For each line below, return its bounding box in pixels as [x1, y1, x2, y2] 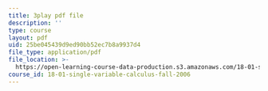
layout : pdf [8, 33, 48, 42]
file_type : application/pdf [8, 48, 102, 56]
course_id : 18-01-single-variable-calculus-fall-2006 [8, 70, 191, 78]
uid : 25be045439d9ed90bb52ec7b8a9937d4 [8, 41, 141, 49]
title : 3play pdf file [8, 11, 84, 20]
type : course [8, 26, 52, 34]
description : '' [8, 19, 62, 27]
